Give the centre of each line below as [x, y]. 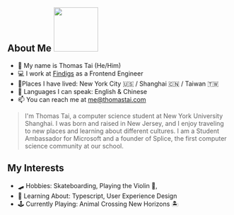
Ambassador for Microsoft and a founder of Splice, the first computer [126, 138]
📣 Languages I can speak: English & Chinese [82, 91]
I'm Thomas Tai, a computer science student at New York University [124, 116]
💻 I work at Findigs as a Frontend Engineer [80, 73]
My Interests [36, 168]
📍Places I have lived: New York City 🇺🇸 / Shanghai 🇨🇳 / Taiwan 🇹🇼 [118, 83]
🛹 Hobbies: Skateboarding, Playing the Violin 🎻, [87, 185]
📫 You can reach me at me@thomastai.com [82, 99]
